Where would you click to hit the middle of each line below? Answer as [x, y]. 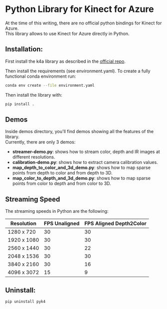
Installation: [24, 49]
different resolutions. [34, 157]
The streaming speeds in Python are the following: [57, 211]
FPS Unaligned [62, 224]
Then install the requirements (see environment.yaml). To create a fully [78, 71]
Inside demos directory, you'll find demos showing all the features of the [80, 132]
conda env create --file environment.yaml [50, 85]
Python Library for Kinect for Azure [80, 9]
